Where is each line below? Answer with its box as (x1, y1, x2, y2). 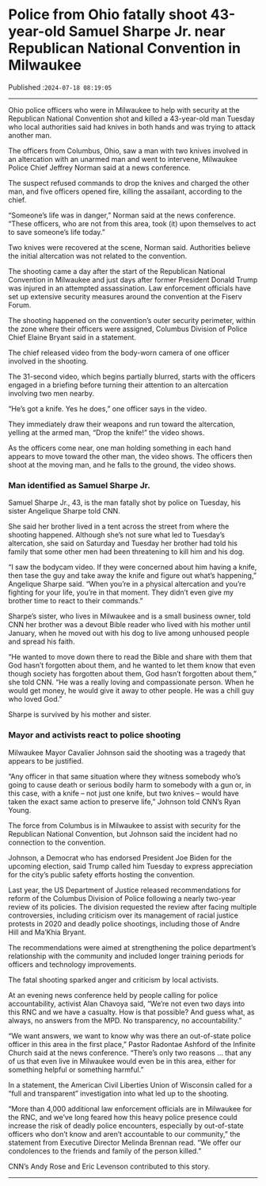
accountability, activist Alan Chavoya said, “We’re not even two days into (8, 999, 245, 1008)
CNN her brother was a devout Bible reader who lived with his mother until (8, 620, 251, 630)
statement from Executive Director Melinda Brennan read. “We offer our (8, 1138, 241, 1147)
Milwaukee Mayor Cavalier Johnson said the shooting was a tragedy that (8, 748, 245, 757)
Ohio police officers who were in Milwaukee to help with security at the (8, 105, 240, 114)
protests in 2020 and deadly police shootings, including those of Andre (8, 918, 240, 928)
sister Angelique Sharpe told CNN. (8, 506, 120, 516)
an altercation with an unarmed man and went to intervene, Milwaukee (8, 154, 237, 164)
